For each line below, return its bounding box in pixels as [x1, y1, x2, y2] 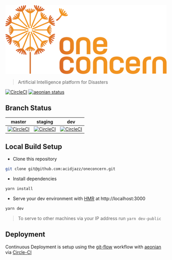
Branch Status [5, 103, 52, 112]
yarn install [5, 186, 33, 191]
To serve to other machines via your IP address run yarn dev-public [17, 215, 162, 222]
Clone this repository [12, 156, 57, 162]
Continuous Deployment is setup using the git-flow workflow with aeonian [5, 244, 161, 250]
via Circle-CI [5, 249, 32, 255]
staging [36, 118, 53, 125]
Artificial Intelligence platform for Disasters [17, 79, 109, 85]
